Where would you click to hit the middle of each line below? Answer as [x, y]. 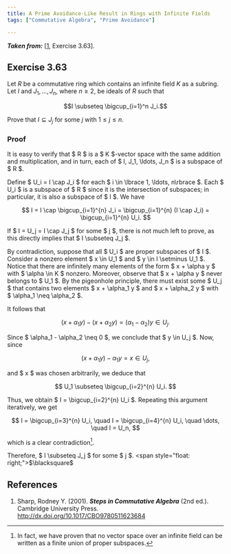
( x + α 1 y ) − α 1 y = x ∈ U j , [115, 359]
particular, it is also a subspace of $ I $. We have [76, 197]
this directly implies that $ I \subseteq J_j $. [69, 238]
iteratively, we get [32, 407]
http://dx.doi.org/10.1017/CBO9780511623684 [81, 516]
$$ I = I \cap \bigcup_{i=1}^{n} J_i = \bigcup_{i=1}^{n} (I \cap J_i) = [115, 210]
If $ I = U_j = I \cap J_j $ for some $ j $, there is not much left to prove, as [111, 231]
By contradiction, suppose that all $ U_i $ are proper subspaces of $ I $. [109, 252]
